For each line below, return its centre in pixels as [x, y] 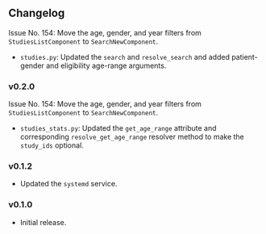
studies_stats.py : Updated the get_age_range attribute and [118, 128]
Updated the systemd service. [69, 184]
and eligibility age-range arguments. [106, 65]
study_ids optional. [52, 145]
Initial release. [43, 222]
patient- [244, 56]
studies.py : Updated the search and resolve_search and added [125, 56]
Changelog [37, 13]
